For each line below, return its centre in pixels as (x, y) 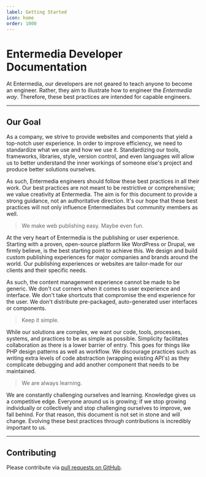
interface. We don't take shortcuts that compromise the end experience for (101, 295)
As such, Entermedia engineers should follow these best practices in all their (103, 181)
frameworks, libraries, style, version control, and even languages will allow (101, 157)
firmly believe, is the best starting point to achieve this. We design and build (102, 251)
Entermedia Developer (64, 54)
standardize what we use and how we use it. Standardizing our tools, (93, 150)
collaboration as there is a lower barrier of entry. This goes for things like (98, 345)
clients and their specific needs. (47, 270)
